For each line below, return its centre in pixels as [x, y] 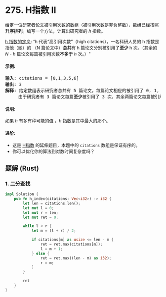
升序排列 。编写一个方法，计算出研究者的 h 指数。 [55, 31]
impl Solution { [22, 194]
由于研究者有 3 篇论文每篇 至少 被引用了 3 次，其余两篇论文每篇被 [86, 97]
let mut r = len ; [41, 213]
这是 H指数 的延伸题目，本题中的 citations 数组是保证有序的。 [76, 145]
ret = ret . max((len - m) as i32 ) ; [76, 258]
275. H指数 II [31, 10]
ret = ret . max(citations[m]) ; [71, 245]
